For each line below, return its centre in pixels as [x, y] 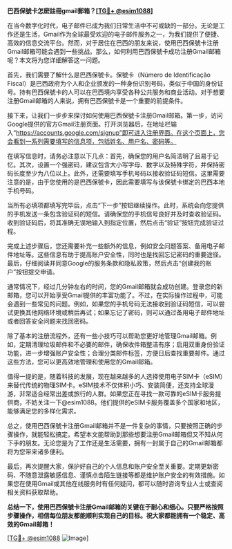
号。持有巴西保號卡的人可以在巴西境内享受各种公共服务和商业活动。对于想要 [116, 92]
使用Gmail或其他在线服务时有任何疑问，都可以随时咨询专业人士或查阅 [124, 484]
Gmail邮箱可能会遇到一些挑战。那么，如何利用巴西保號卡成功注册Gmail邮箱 [114, 52]
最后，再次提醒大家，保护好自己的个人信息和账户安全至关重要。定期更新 [110, 466]
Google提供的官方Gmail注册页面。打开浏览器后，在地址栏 [89, 124]
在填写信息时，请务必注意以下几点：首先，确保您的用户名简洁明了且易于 [110, 156]
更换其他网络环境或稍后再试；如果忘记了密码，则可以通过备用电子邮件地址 [119, 313]
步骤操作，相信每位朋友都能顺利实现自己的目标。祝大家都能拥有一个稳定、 [113, 515]
